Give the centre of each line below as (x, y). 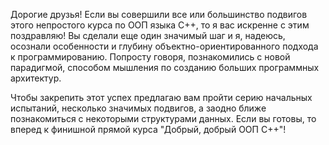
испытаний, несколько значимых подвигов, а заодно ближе (138, 108)
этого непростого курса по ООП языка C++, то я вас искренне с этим (160, 25)
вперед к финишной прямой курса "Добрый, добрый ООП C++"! (148, 129)
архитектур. (36, 78)
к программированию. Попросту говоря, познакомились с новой (150, 57)
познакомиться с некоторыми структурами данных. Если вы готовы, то (163, 118)
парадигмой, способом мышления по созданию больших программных (165, 67)
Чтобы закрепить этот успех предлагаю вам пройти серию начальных (161, 97)
